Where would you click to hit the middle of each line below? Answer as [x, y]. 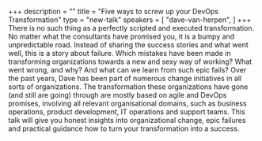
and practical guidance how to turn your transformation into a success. [124, 128]
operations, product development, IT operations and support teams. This [127, 112]
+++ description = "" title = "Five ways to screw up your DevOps [114, 11]
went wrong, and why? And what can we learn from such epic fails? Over [127, 70]
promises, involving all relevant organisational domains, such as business [127, 103]
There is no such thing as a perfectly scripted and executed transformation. [131, 28]
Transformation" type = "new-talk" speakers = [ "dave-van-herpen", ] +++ [130, 20]
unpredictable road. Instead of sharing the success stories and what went [128, 45]
